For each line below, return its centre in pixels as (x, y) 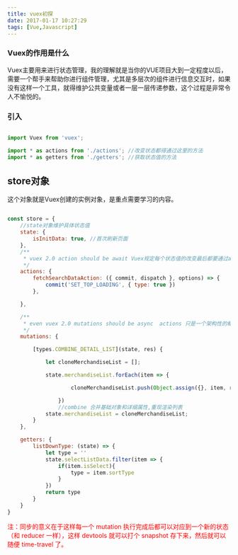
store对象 (28, 181)
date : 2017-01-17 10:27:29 (47, 21)
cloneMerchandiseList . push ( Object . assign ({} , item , (148, 388)
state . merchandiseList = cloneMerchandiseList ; (117, 414)
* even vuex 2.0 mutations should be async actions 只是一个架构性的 (125, 324)
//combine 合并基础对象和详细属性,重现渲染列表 (120, 407)
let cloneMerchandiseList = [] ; (93, 362)
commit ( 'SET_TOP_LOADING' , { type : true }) (110, 285)
